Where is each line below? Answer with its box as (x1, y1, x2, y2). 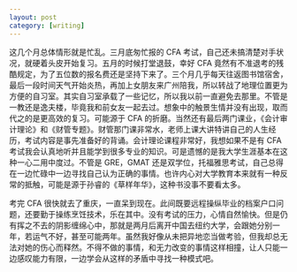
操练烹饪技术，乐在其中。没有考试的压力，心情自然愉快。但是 (55, 208, 280, 219)
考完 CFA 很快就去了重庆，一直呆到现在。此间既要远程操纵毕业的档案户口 (9, 198, 277, 208)
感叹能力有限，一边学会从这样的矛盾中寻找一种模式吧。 (16, 253, 218, 263)
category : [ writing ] (9, 21, 86, 30)
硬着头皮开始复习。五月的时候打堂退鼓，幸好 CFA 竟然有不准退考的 (32, 57, 277, 68)
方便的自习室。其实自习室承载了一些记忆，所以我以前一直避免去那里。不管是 (9, 90, 288, 102)
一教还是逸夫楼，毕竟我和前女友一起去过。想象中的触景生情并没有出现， (9, 102, 272, 112)
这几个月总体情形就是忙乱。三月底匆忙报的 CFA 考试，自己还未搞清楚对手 (9, 46, 277, 57)
